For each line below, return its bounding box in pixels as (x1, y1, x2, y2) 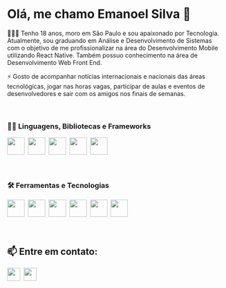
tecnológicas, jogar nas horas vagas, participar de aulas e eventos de (7, 82, 205, 90)
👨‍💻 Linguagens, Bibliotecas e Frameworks (7, 121, 151, 131)
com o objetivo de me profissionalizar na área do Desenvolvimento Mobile (7, 44, 218, 52)
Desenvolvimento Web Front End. (7, 58, 102, 66)
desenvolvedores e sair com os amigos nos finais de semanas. (7, 89, 186, 97)
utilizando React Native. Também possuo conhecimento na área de (7, 51, 198, 59)
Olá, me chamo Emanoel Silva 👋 (7, 6, 191, 22)
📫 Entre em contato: (7, 245, 98, 258)
